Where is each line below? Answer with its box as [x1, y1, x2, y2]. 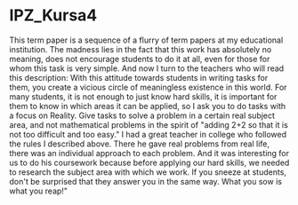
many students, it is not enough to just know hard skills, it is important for [9, 91, 278, 102]
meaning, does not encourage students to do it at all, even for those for [9, 53, 270, 64]
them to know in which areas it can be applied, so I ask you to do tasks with [9, 100, 286, 111]
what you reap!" [9, 185, 68, 196]
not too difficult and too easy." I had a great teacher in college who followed [9, 129, 287, 139]
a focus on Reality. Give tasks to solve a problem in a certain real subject [9, 110, 276, 121]
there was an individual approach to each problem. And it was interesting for [9, 147, 290, 158]
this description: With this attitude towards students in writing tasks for [9, 72, 269, 83]
